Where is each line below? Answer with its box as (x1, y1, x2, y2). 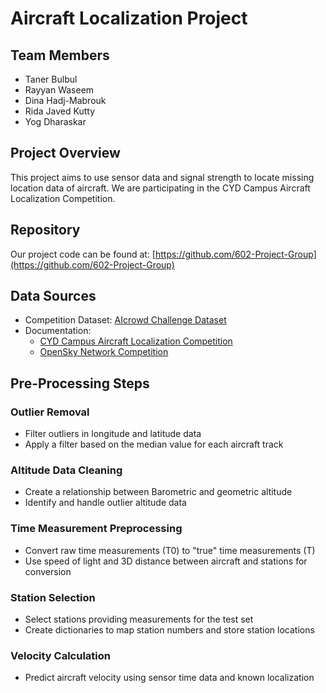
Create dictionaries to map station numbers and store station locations (24, 624, 315, 636)
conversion (24, 565, 72, 577)
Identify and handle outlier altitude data (24, 497, 187, 509)
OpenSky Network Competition (39, 346, 169, 358)
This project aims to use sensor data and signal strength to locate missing (10, 171, 315, 183)
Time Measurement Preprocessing (10, 522, 183, 536)
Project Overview (10, 145, 121, 162)
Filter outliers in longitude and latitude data (24, 428, 202, 440)
